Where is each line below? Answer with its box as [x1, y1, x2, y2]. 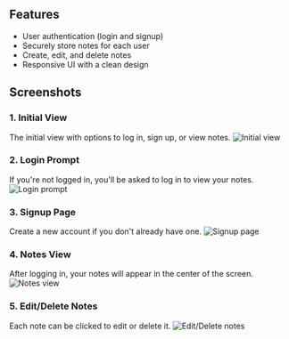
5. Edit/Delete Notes [9, 300, 98, 312]
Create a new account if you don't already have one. [9, 226, 202, 237]
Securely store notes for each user [21, 40, 150, 51]
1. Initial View [9, 111, 68, 124]
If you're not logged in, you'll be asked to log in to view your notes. [9, 174, 254, 185]
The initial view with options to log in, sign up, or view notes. [9, 132, 231, 142]
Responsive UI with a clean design [21, 59, 149, 69]
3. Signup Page [9, 206, 77, 218]
